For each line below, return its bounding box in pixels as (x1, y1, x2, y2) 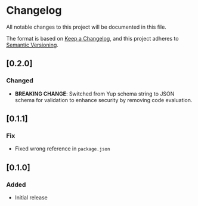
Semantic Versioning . (6, 41, 58, 48)
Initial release (14, 194, 48, 201)
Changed (6, 76, 34, 85)
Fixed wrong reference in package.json (14, 145, 110, 152)
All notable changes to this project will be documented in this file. (6, 23, 167, 30)
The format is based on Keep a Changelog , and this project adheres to (6, 35, 179, 42)
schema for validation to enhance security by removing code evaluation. (14, 96, 193, 103)
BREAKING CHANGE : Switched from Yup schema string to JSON (14, 90, 175, 97)
